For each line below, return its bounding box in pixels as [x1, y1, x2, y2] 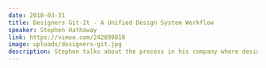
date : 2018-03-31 [8, 11, 66, 20]
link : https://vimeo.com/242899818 [8, 33, 126, 41]
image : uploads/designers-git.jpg [8, 41, 123, 48]
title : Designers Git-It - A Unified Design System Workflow [8, 19, 215, 27]
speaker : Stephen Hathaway [8, 26, 97, 34]
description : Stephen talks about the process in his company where [8, 48, 239, 55]
